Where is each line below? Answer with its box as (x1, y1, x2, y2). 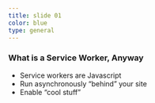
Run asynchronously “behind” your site (19, 78, 148, 88)
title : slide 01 (8, 11, 62, 20)
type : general (8, 26, 55, 34)
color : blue (8, 19, 47, 27)
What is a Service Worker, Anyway (8, 52, 144, 63)
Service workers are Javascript (19, 71, 122, 80)
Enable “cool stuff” (19, 87, 81, 97)
